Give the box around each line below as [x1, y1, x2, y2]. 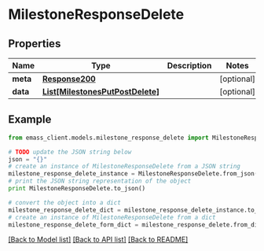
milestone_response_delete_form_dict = [8, 220, 139, 229]
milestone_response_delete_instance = [8, 170, 135, 178]
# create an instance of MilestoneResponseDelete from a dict [8, 213, 216, 221]
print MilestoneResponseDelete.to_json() [8, 185, 146, 193]
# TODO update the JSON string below [8, 148, 132, 156]
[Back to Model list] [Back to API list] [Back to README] [8, 234, 189, 245]
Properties [8, 37, 61, 50]
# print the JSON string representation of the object [8, 177, 192, 186]
